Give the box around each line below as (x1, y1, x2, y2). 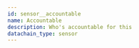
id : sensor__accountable (7, 10, 81, 18)
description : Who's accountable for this (7, 23, 133, 30)
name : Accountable (7, 17, 62, 24)
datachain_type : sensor (7, 30, 78, 37)
